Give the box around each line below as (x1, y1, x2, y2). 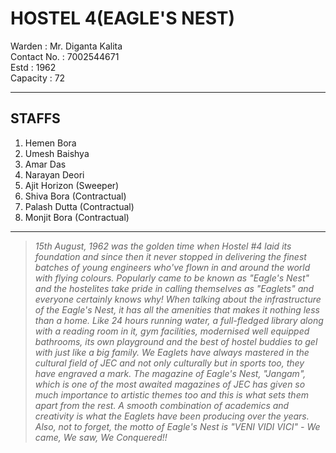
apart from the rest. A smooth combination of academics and (34, 399, 290, 411)
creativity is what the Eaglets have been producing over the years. (34, 410, 310, 422)
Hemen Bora (24, 137, 77, 149)
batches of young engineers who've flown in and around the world (34, 261, 311, 273)
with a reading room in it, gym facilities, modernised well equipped (34, 325, 310, 337)
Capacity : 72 (10, 72, 66, 84)
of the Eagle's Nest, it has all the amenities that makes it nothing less (34, 303, 320, 316)
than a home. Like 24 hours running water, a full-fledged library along (34, 314, 324, 326)
